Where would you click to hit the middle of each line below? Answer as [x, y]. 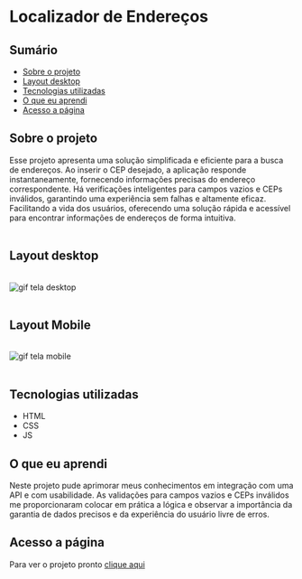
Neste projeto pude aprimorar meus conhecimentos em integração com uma [151, 486]
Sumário [34, 50]
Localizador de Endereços [109, 17]
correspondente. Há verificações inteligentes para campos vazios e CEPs [146, 189]
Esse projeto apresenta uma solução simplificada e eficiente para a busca [146, 160]
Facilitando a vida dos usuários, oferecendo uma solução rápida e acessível [150, 208]
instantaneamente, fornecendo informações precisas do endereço [133, 179]
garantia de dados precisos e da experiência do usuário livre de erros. [140, 514]
